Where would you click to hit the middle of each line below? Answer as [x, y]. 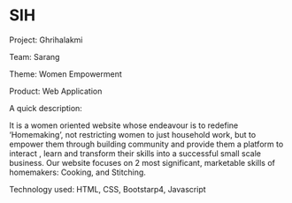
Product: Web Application [56, 91]
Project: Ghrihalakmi [46, 40]
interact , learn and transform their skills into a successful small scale [135, 153]
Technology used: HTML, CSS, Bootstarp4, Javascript [108, 189]
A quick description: [46, 108]
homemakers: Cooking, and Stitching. [77, 172]
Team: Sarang [35, 56]
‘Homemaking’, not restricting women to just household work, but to [133, 134]
